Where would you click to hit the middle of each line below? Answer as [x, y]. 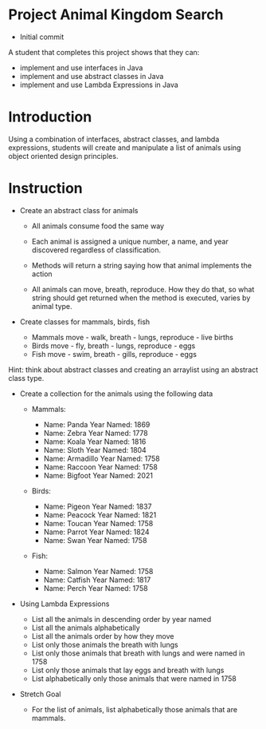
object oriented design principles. [63, 156]
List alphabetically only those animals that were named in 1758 [134, 678]
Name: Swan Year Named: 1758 [95, 540]
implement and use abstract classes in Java [92, 76]
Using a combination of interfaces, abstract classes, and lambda [114, 139]
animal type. [52, 306]
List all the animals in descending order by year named [121, 619]
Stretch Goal [40, 694]
